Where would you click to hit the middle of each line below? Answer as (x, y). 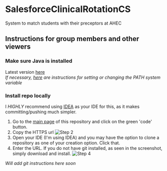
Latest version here (25, 72)
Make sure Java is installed (39, 61)
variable (14, 82)
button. (20, 127)
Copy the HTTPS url (33, 132)
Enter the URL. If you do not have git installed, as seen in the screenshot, (87, 148)
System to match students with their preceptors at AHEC (63, 23)
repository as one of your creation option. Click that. (66, 143)
